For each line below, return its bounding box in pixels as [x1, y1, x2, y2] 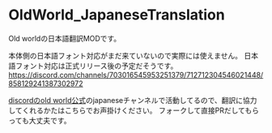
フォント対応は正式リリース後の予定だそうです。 [15, 61, 178, 71]
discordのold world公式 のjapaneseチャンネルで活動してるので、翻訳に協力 [8, 95, 257, 105]
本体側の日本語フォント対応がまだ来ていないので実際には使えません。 [8, 50, 243, 60]
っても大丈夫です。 [8, 115, 71, 125]
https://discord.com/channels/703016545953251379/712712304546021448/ [8, 70, 264, 79]
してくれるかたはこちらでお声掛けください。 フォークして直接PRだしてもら [8, 105, 260, 115]
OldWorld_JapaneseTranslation [8, 6, 225, 24]
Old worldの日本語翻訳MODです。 [8, 33, 121, 43]
